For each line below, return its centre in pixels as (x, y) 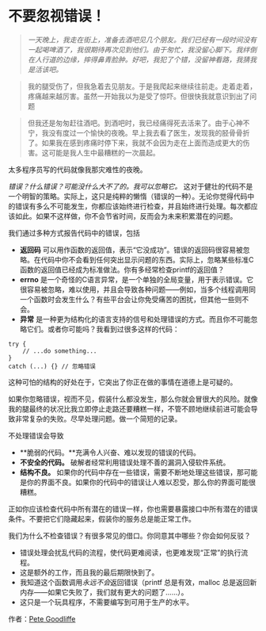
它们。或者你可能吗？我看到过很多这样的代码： (103, 329)
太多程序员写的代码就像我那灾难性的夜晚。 (78, 169)
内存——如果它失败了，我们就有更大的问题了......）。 (104, 592)
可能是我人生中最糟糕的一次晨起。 (104, 152)
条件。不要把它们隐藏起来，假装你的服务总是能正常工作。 (102, 518)
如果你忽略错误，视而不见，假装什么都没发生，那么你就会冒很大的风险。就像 (133, 399)
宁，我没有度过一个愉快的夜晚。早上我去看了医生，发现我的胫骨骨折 (139, 132)
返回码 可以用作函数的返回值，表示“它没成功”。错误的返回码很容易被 (131, 250)
